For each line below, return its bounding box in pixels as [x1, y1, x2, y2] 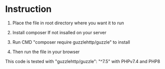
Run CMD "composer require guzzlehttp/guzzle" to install [12, 39, 130, 45]
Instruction [5, 3, 52, 15]
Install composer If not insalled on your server [12, 29, 107, 35]
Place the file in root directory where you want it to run [12, 20, 124, 26]
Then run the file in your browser [12, 49, 80, 55]
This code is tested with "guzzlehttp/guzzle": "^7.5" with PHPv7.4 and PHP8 [5, 58, 161, 64]
